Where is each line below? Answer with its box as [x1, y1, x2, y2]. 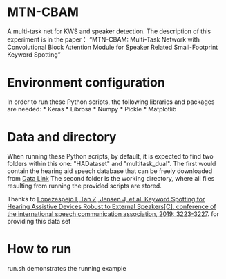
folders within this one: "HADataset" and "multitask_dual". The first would [7, 159, 216, 168]
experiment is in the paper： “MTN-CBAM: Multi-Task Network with [7, 35, 200, 44]
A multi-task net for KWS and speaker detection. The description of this [7, 27, 211, 35]
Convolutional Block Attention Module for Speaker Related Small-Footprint [7, 43, 218, 51]
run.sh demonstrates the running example [7, 264, 126, 272]
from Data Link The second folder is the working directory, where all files [7, 174, 215, 182]
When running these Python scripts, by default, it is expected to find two [7, 152, 214, 160]
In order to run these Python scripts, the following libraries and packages [7, 98, 215, 106]
